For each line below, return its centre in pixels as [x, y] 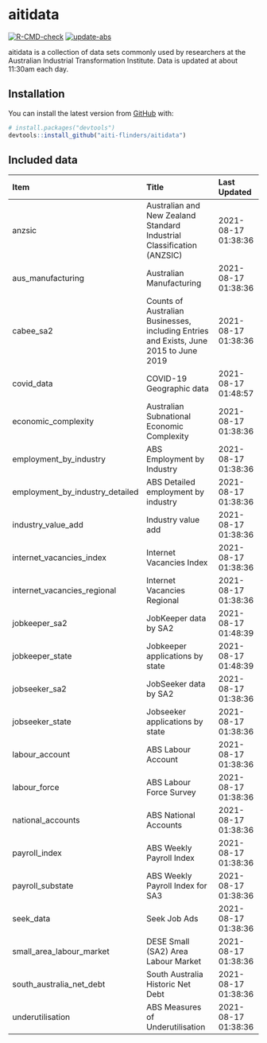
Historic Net [169, 984]
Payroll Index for [177, 886]
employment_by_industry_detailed [75, 492]
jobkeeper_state [42, 656]
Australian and [173, 206]
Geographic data [178, 389]
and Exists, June [177, 341]
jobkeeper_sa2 [40, 624]
